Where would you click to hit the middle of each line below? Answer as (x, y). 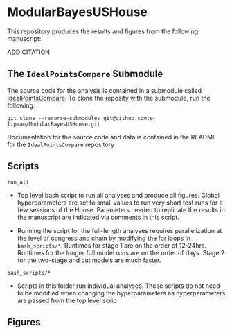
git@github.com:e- (130, 118)
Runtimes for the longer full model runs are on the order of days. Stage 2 (121, 252)
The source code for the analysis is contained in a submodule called (105, 90)
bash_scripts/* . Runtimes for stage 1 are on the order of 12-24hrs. (111, 245)
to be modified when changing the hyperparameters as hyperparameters (121, 293)
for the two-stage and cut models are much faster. (89, 260)
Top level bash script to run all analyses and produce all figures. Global (118, 195)
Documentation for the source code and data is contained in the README (112, 137)
